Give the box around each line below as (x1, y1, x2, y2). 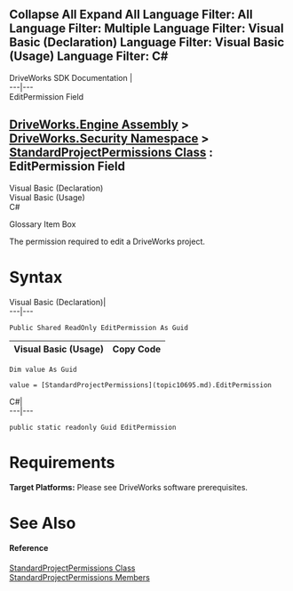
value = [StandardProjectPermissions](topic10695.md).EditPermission (9, 380, 273, 390)
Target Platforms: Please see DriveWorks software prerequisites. (9, 482, 249, 492)
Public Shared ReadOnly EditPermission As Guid (9, 323, 189, 332)
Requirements (9, 452, 115, 473)
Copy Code (112, 343, 162, 355)
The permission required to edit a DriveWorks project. (9, 236, 206, 247)
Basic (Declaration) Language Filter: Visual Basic (9, 35, 285, 50)
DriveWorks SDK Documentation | (9, 72, 133, 83)
